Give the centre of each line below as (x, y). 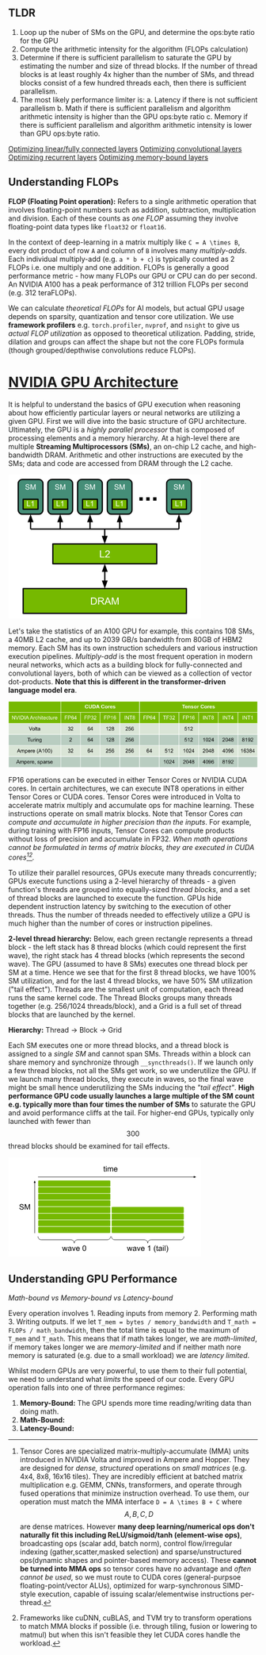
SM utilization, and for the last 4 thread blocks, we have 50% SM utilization (131, 981)
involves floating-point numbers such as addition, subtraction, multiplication (132, 210)
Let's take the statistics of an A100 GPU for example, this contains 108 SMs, (131, 631)
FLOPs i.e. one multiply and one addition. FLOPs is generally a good (119, 267)
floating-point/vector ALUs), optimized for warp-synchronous (120, 1585)
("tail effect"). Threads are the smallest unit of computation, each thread (126, 989)
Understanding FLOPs (63, 182)
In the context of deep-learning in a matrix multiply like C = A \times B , (124, 242)
